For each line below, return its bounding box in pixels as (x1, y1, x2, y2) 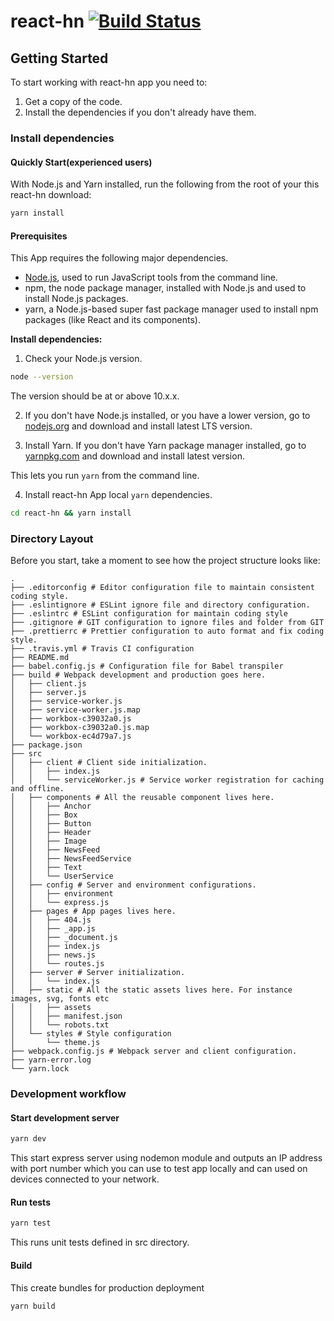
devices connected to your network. (10, 1173, 160, 1185)
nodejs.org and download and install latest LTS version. (24, 420, 253, 432)
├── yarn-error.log (10, 1055, 92, 1065)
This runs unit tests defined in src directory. (10, 1236, 190, 1249)
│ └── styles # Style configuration (10, 1029, 172, 1039)
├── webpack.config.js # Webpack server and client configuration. (10, 1046, 298, 1057)
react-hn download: (10, 189, 92, 201)
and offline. (10, 784, 65, 794)
